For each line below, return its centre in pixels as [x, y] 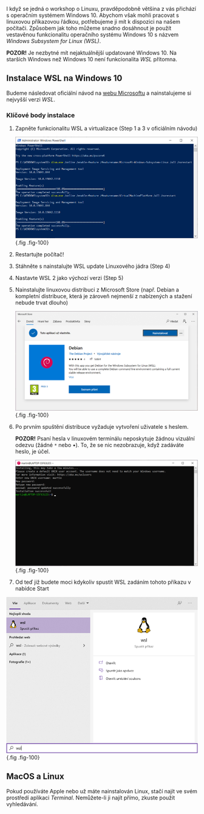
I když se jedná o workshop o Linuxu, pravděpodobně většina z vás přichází [101, 9]
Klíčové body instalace [41, 115]
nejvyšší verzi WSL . [31, 99]
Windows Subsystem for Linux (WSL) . [54, 41]
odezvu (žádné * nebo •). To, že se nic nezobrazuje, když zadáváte [99, 445]
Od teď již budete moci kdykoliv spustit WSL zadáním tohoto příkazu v [103, 582]
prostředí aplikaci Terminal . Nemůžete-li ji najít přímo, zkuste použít [91, 798]
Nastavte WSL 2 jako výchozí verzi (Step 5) [69, 278]
